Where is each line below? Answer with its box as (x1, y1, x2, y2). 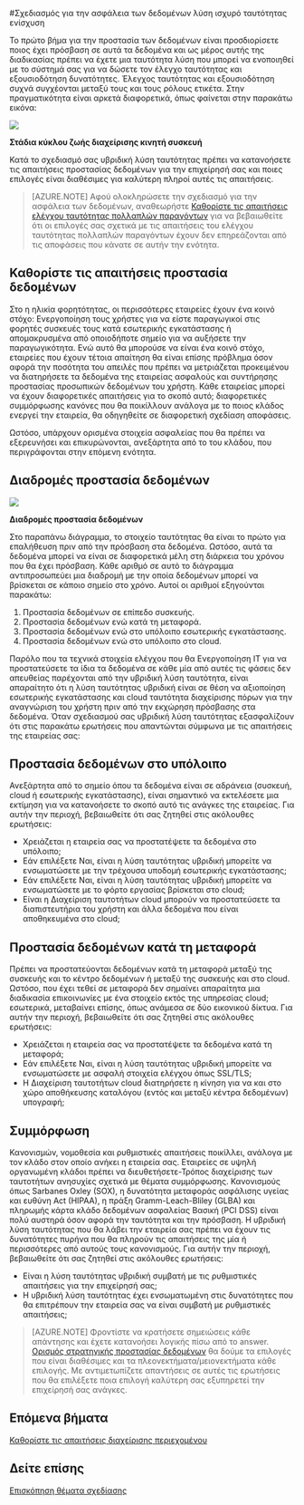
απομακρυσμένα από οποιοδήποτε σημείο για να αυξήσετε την (9, 333, 247, 343)
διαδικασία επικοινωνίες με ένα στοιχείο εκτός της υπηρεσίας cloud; (9, 992, 269, 1004)
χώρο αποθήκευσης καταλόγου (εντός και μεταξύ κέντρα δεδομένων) (22, 1087, 290, 1098)
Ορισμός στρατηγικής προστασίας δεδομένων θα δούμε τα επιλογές (31, 1346, 291, 1357)
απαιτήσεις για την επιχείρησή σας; (22, 1280, 157, 1291)
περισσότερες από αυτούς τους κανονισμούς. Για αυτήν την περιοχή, (9, 1243, 271, 1254)
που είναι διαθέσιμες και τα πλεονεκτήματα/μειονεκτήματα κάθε (31, 1355, 277, 1366)
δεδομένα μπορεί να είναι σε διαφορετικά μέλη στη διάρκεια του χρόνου (9, 550, 285, 561)
